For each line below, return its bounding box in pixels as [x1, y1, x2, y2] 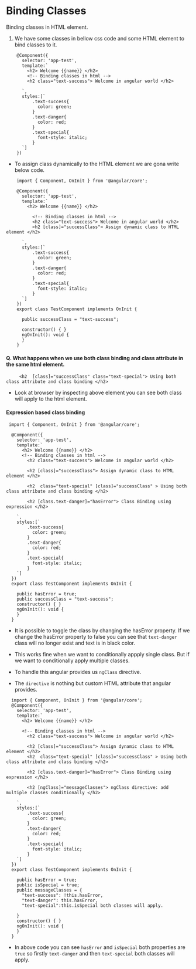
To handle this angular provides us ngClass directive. [14, 669, 142, 676]
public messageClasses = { [16, 887, 82, 893]
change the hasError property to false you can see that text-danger [14, 633, 177, 641]
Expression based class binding [6, 409, 85, 416]
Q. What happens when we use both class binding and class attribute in [6, 354, 184, 361]
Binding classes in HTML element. [6, 23, 88, 31]
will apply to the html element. [14, 395, 87, 402]
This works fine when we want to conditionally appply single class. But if [14, 651, 190, 658]
